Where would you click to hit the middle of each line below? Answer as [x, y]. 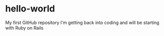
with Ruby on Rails [24, 27]
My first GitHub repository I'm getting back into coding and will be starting [83, 22]
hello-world [30, 9]
